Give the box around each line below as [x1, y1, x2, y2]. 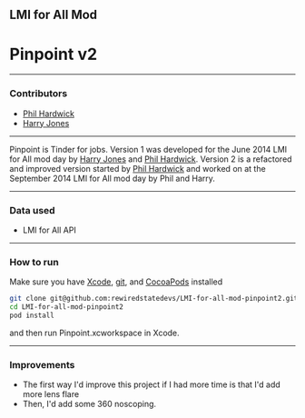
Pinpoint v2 [9, 44, 98, 65]
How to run [9, 255, 59, 268]
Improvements [9, 358, 75, 371]
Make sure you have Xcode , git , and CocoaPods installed [9, 276, 223, 287]
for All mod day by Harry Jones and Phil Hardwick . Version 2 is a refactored [9, 154, 292, 164]
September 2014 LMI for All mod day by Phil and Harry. [9, 173, 216, 184]
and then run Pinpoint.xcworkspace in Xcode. [9, 327, 180, 338]
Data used [9, 204, 56, 216]
